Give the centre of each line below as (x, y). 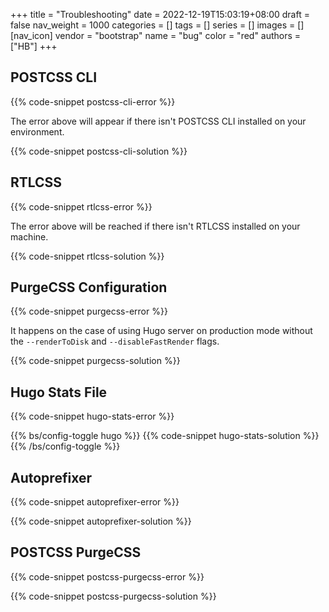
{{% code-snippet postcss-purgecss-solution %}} (113, 596)
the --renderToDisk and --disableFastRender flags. (115, 341)
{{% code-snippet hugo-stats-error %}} (92, 416)
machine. (29, 236)
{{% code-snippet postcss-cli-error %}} (93, 101)
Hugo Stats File (59, 392)
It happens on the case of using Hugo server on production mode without (161, 331)
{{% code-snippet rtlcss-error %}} (81, 206)
